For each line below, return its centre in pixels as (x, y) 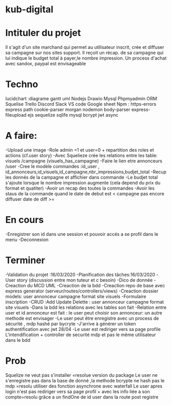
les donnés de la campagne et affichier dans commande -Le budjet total (82, 177)
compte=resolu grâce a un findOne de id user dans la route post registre (82, 397)
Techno (22, 85)
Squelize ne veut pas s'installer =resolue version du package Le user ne (82, 375)
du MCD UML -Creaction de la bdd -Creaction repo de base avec (96, 285)
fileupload (16, 115)
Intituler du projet (43, 33)
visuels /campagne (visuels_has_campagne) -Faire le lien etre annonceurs (84, 161)
